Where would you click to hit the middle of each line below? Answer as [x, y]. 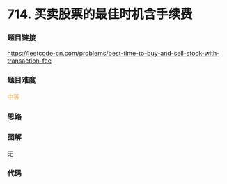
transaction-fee [30, 61]
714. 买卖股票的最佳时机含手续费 [100, 14]
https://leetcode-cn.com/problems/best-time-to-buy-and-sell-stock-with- [113, 54]
